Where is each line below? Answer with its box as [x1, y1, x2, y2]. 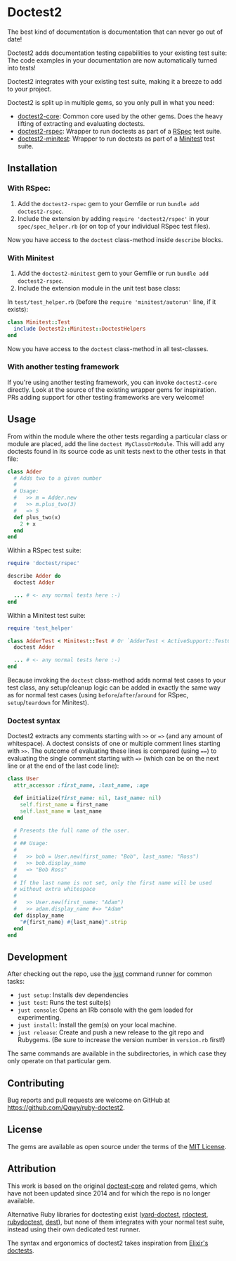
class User [7, 775, 39, 782]
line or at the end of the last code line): [7, 761, 119, 771]
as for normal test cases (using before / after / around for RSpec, [7, 691, 189, 699]
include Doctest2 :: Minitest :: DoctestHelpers [13, 325, 146, 332]
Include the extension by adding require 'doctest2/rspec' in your [17, 214, 209, 222]
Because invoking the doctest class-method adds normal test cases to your [7, 676, 226, 685]
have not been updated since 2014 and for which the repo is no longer [7, 1189, 211, 1197]
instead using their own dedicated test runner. [7, 1225, 140, 1234]
